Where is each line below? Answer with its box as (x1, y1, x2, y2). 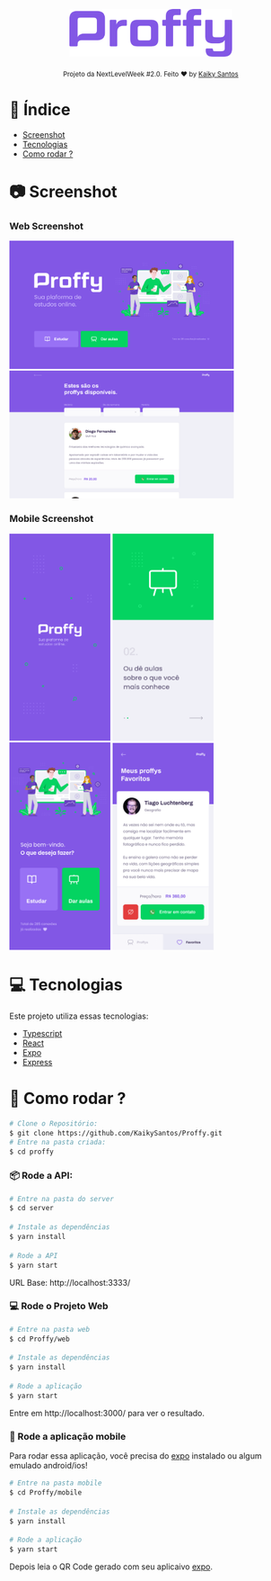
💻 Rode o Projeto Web (9, 1300, 109, 1313)
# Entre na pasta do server (9, 1194, 115, 1203)
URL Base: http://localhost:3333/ (9, 1277, 131, 1288)
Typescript (22, 1028, 63, 1038)
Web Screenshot (9, 220, 83, 232)
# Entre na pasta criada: (9, 1138, 106, 1147)
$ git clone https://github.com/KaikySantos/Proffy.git (9, 1128, 223, 1137)
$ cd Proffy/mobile (9, 1488, 83, 1497)
